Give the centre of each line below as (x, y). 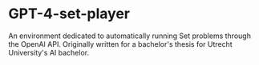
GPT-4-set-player (69, 14)
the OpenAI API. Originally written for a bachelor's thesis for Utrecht (120, 44)
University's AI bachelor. (49, 52)
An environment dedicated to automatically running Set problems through (129, 36)
